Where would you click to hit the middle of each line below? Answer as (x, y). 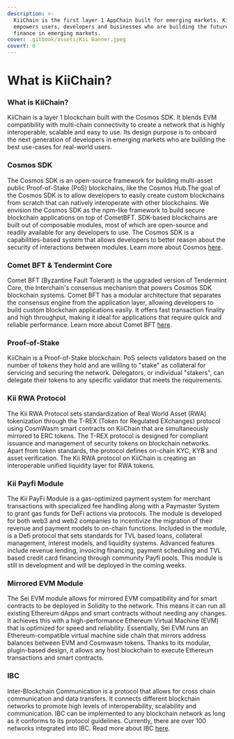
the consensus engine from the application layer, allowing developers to (110, 303)
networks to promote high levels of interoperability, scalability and (102, 706)
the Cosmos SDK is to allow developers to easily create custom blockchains (116, 195)
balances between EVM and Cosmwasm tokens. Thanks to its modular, (109, 643)
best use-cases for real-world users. (60, 147)
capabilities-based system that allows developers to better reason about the (117, 239)
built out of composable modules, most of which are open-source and (108, 224)
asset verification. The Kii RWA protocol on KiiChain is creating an (102, 458)
